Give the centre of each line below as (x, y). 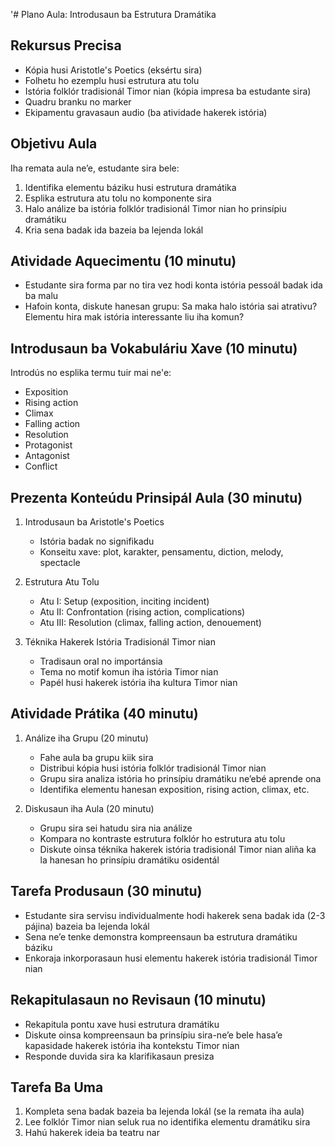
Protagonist (48, 445)
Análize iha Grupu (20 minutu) (86, 738)
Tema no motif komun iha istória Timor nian (129, 672)
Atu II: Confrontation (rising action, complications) (142, 612)
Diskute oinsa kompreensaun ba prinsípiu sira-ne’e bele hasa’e (153, 1035)
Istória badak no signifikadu (97, 541)
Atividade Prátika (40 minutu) (104, 714)
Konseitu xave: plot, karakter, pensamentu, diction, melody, (161, 552)
